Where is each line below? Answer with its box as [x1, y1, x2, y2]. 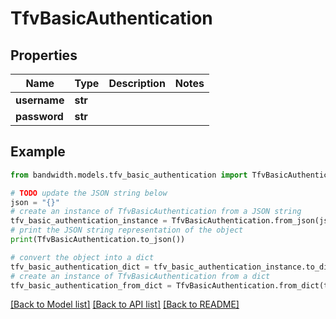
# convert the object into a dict [10, 252, 155, 262]
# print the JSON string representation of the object [10, 225, 244, 236]
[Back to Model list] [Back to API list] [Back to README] [10, 298, 240, 311]
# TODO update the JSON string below [10, 188, 168, 198]
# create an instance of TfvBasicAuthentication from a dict [10, 271, 271, 281]
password [15, 110, 64, 123]
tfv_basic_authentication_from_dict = [10, 280, 172, 291]
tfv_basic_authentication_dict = [10, 262, 150, 272]
